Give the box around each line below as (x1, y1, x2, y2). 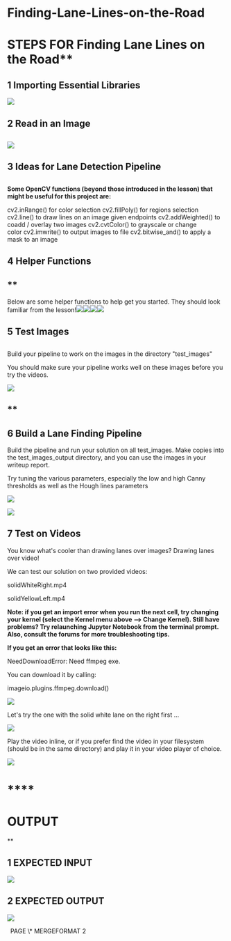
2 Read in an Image (7, 117, 91, 130)
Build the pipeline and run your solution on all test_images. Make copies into (7, 446, 225, 454)
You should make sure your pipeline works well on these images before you (7, 363, 223, 371)
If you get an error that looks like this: (7, 643, 117, 652)
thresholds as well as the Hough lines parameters (7, 481, 148, 490)
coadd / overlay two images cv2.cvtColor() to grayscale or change (7, 220, 197, 228)
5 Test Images (7, 326, 69, 338)
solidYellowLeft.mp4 (7, 594, 66, 602)
